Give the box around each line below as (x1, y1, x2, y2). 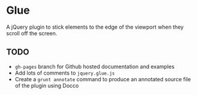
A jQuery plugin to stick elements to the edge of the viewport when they (6, 23, 184, 30)
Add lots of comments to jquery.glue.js (14, 69, 115, 76)
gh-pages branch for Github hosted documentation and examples (14, 63, 175, 70)
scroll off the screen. (6, 29, 57, 36)
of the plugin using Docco (14, 82, 79, 89)
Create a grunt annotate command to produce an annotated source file (14, 75, 191, 82)
